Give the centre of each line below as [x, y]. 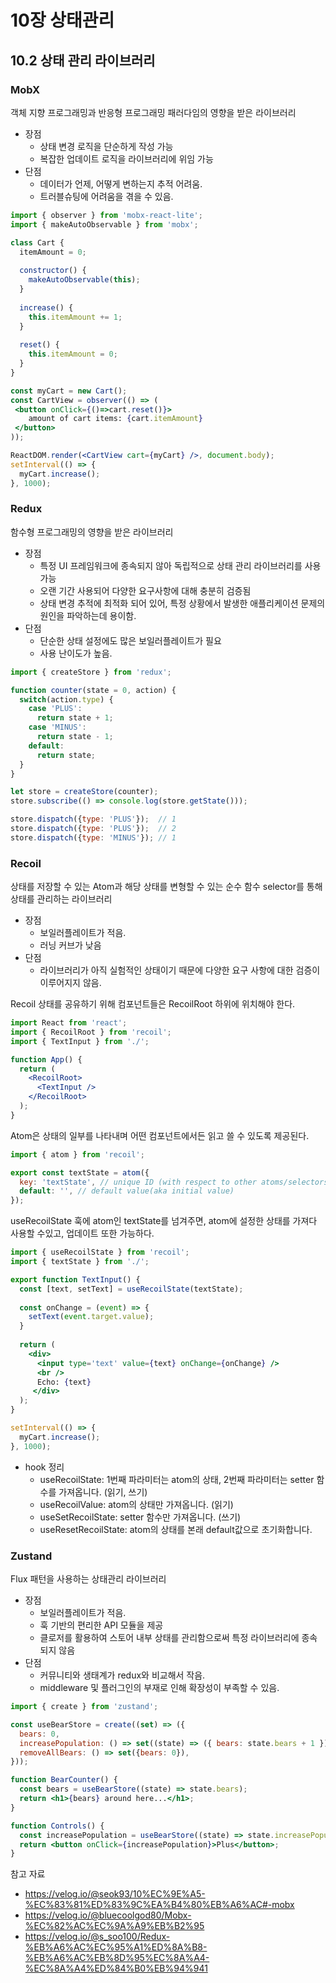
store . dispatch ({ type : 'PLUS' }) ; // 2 [93, 829]
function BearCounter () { [64, 1780]
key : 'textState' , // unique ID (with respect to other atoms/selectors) [176, 1182]
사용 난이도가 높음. [76, 653]
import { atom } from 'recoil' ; [77, 1154]
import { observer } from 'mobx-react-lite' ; [106, 215]
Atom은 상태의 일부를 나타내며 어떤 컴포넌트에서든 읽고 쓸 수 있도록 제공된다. [160, 1135]
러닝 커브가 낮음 [70, 945]
